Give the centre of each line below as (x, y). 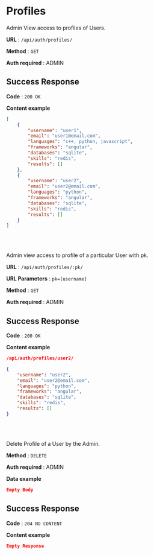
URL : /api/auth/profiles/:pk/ (45, 267)
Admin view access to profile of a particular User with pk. (77, 255)
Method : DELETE (26, 455)
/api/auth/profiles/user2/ (40, 358)
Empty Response (25, 546)
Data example (24, 478)
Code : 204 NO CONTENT (34, 523)
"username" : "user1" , (55, 130)
